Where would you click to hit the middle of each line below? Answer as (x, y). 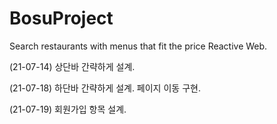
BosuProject (61, 18)
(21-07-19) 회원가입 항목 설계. (68, 109)
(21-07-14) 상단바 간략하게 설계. (72, 66)
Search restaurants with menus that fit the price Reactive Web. (138, 46)
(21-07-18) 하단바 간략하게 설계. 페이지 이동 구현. (105, 88)
